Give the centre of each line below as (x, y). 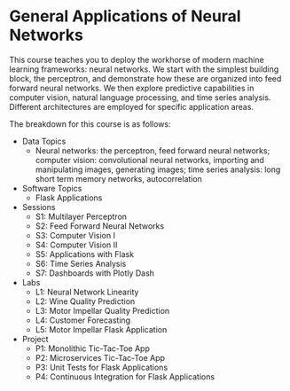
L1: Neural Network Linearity (87, 292)
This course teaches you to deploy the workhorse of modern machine (137, 59)
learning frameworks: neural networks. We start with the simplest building (144, 69)
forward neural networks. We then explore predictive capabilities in (132, 88)
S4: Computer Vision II (76, 245)
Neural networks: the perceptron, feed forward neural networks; (153, 150)
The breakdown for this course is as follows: (90, 124)
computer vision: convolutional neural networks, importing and (149, 160)
